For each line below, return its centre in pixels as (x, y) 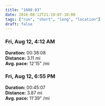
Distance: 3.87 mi (24, 93)
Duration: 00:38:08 (25, 52)
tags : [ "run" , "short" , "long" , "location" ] (53, 19)
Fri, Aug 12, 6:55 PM (30, 76)
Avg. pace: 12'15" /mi (27, 63)
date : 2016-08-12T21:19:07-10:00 (40, 15)
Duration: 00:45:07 (25, 87)
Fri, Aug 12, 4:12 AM (30, 42)
